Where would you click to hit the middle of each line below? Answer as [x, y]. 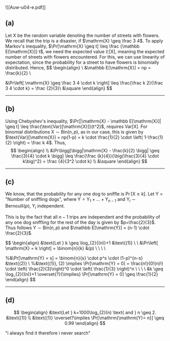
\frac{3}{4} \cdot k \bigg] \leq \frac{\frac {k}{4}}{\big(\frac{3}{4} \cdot [85, 156]
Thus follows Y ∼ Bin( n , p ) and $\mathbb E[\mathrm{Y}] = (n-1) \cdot [77, 228]
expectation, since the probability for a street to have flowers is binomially [82, 62]
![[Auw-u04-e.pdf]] [26, 7]
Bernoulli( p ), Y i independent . [35, 207]
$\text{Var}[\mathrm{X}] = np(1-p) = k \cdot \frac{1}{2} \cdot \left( [74, 137]
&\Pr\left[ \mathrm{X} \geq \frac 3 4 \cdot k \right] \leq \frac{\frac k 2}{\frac [84, 82]
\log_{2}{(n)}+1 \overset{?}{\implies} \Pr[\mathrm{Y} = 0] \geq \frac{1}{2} [82, 274]
